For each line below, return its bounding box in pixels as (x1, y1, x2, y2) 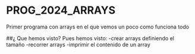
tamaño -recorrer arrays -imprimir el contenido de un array (6, 41, 150, 48)
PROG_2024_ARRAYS (6, 4, 116, 17)
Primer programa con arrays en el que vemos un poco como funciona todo (6, 23, 189, 30)
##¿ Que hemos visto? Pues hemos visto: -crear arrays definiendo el (6, 34, 174, 42)
